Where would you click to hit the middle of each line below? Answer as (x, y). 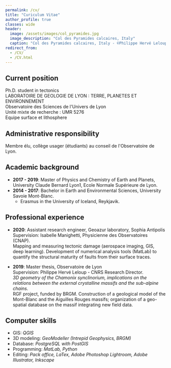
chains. (20, 288)
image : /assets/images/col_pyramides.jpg (54, 34)
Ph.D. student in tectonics (32, 90)
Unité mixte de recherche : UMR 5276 (45, 112)
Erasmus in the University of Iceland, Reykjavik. (70, 201)
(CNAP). (21, 240)
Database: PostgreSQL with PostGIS (50, 344)
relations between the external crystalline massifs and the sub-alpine (85, 283)
